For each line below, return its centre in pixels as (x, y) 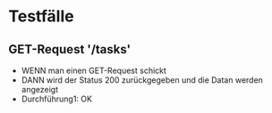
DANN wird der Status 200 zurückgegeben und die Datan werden (142, 80)
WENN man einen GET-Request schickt (94, 70)
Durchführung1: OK (57, 99)
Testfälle (41, 16)
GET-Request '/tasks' (70, 49)
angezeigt (40, 89)
